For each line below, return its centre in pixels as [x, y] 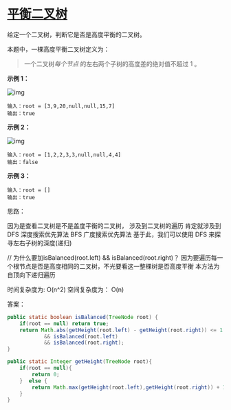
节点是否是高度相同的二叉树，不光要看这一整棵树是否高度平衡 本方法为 [119, 266]
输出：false [23, 162]
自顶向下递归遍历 [31, 275]
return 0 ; [46, 374]
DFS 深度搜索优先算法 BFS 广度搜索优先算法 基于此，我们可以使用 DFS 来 [111, 234]
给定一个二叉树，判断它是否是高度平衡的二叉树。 [76, 34]
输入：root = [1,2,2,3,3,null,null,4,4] [64, 155]
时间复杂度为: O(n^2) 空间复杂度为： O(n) [66, 289]
